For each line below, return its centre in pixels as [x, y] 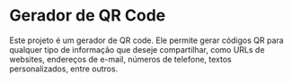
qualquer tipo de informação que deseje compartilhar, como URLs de [137, 49]
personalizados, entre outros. [64, 69]
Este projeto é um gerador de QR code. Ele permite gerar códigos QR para [147, 40]
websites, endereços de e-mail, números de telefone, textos [120, 59]
